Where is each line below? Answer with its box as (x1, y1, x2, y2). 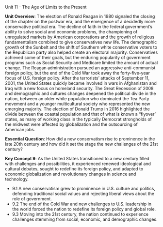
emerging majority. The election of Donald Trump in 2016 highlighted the (5, 106, 150, 112)
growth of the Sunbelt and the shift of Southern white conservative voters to (5, 45, 158, 50)
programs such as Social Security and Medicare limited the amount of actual (5, 60, 158, 65)
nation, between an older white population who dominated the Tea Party (5, 96, 149, 101)
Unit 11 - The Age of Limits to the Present (5, 4, 87, 10)
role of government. (12, 196, 52, 201)
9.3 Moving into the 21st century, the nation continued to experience (12, 212, 149, 217)
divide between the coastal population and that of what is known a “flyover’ (5, 111, 156, 117)
